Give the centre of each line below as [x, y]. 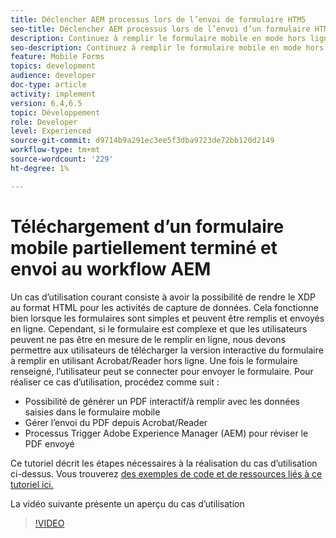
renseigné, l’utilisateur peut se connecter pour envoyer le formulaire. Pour [162, 371]
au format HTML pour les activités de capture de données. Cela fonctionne [164, 307]
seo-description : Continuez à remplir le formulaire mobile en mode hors [167, 47]
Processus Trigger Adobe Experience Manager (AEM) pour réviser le [166, 433]
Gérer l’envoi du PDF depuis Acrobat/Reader [116, 422]
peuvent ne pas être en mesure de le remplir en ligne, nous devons [148, 339]
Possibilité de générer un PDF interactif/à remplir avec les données [162, 401]
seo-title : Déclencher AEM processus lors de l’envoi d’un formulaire [160, 29]
